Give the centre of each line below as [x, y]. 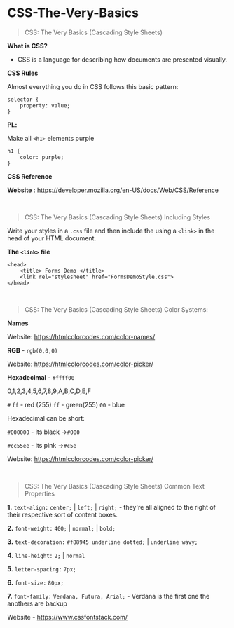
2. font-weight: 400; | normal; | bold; [61, 528]
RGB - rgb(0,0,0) [33, 350]
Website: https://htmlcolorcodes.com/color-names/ [81, 336]
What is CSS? [27, 46]
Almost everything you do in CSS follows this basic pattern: [93, 86]
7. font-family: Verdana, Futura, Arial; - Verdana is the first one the [109, 596]
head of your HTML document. [52, 238]
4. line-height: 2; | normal [46, 555]
